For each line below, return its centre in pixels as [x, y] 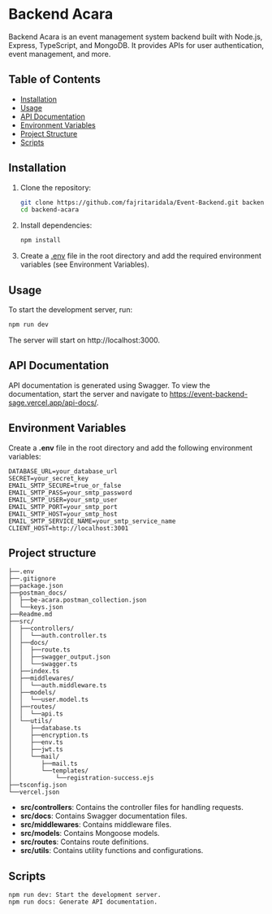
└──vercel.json [34, 792]
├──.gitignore [32, 579]
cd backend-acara [50, 210]
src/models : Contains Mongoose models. [90, 833]
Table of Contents [55, 79]
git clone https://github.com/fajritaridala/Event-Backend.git [130, 202]
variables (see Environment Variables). [85, 264]
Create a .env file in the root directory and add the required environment [141, 256]
